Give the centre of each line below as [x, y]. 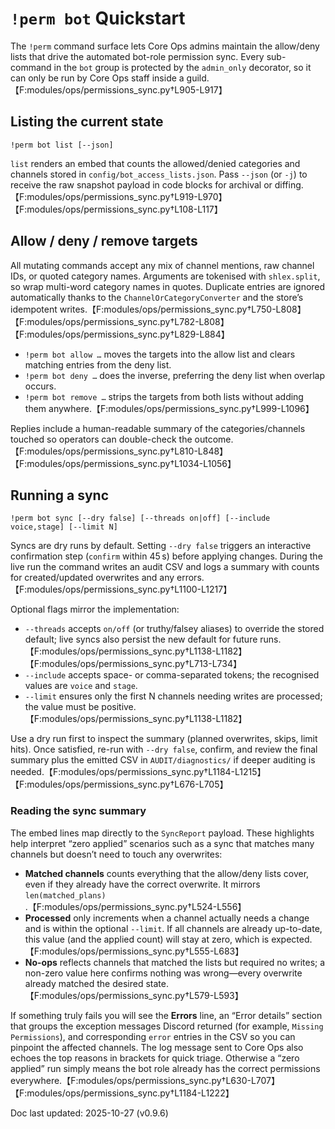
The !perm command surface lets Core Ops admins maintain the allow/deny [165, 46]
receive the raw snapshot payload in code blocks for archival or [141, 184]
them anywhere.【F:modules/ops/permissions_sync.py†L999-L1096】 [169, 408]
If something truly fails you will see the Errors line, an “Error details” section [166, 1015]
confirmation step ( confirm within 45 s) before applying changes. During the [166, 556]
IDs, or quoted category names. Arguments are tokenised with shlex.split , [165, 276]
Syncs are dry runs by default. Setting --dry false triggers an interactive [161, 546]
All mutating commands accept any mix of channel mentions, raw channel [162, 265]
